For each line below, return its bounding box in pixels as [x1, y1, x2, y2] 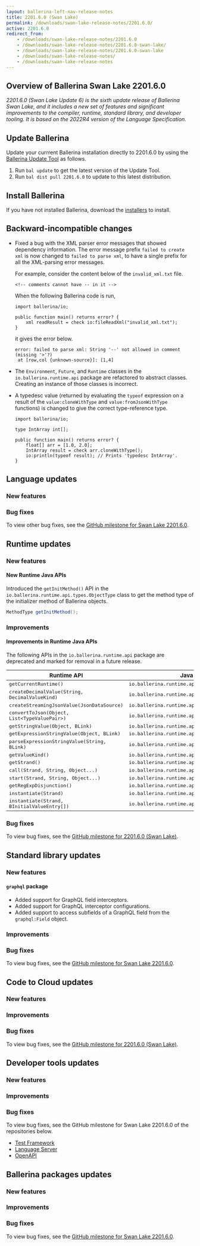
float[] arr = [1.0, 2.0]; [26, 442, 93, 448]
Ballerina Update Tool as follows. [6, 155, 87, 162]
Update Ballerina [6, 133, 70, 143]
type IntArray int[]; [14, 426, 68, 432]
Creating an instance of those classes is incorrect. [14, 380, 138, 387]
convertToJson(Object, [8, 710, 70, 716]
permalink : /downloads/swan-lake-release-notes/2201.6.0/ [6, 20, 153, 26]
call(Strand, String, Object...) [8, 767, 98, 774]
